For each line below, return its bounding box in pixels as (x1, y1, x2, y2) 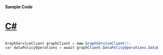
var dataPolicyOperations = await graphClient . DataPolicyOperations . (5, 45, 149, 50)
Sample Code (5, 4, 33, 10)
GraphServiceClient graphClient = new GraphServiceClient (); (5, 41, 131, 46)
